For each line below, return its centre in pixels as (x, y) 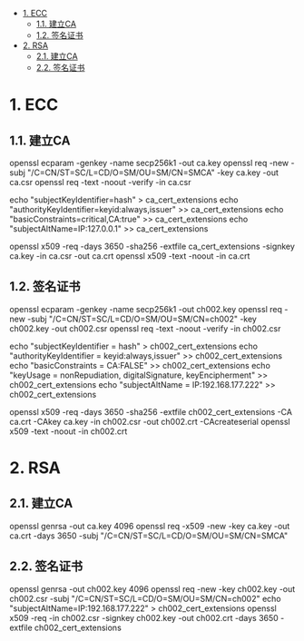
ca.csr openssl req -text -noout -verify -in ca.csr (101, 182)
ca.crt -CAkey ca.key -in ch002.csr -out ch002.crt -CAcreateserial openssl (150, 421)
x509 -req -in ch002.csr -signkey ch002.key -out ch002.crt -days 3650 (144, 617)
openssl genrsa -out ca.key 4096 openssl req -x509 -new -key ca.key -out (150, 526)
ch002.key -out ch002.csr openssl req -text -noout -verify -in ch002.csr (145, 328)
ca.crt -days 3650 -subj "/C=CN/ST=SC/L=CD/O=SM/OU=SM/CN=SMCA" (149, 536)
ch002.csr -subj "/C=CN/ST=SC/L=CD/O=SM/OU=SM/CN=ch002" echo (145, 598)
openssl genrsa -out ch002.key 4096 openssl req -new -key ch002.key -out (152, 588)
